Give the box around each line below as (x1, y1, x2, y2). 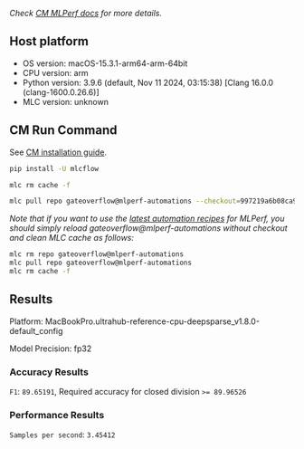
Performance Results (9, 408, 105, 421)
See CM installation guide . (9, 147, 107, 158)
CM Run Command (9, 122, 118, 139)
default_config (9, 325, 63, 336)
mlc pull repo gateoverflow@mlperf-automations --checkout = (9, 196, 242, 206)
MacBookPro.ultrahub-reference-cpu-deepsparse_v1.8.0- (44, 316, 261, 327)
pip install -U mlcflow (9, 164, 100, 173)
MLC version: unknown (22, 96, 109, 107)
